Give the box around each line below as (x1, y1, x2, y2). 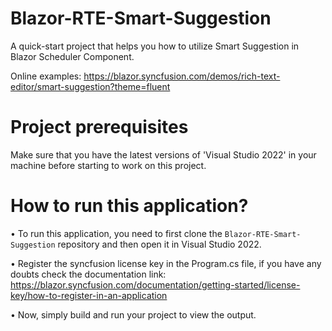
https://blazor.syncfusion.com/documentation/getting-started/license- (10, 278, 301, 291)
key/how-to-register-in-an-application (10, 289, 168, 301)
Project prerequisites (10, 116, 189, 139)
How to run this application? (10, 195, 249, 217)
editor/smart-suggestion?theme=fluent (10, 80, 171, 92)
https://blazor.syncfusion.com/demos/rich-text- (83, 70, 281, 82)
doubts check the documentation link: (10, 268, 167, 280)
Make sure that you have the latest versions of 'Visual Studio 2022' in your (10, 148, 317, 161)
